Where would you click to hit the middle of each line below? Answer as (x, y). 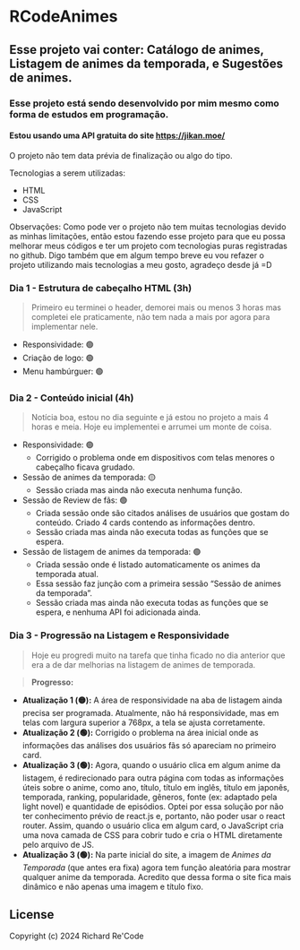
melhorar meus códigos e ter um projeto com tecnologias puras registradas (149, 246)
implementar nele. (64, 326)
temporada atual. (67, 574)
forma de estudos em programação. (89, 114)
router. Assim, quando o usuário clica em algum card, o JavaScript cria (153, 825)
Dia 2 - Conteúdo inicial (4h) (72, 398)
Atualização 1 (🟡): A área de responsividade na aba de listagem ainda (152, 700)
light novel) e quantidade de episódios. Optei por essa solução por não (153, 806)
